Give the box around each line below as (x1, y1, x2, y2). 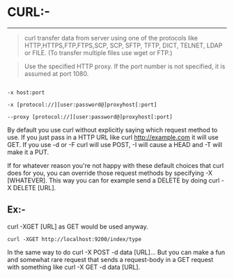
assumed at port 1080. (24, 69, 89, 77)
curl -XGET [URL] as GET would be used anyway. (7, 222, 148, 231)
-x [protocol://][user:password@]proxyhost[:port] (7, 101, 157, 108)
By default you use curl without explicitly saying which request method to (7, 125, 218, 134)
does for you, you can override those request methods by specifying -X (7, 169, 213, 177)
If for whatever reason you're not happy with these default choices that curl (7, 161, 224, 169)
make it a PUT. (7, 148, 49, 156)
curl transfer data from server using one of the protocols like (24, 33, 198, 42)
